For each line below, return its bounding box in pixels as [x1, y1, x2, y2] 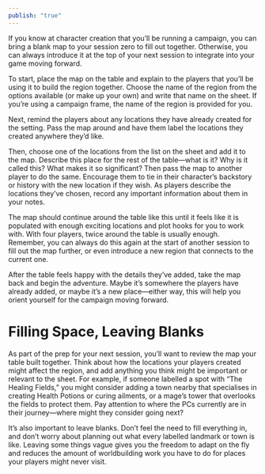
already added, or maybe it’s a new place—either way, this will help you [8, 286, 241, 296]
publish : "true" [8, 11, 62, 20]
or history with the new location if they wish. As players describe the [8, 180, 232, 190]
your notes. [8, 197, 46, 207]
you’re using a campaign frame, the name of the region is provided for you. [8, 99, 253, 108]
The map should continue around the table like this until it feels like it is [8, 212, 239, 222]
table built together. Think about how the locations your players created [8, 357, 241, 366]
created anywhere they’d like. [8, 131, 104, 141]
